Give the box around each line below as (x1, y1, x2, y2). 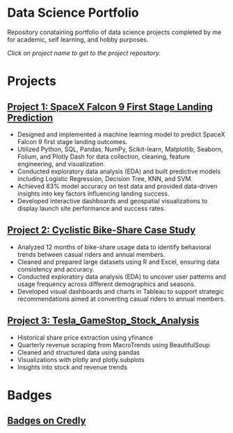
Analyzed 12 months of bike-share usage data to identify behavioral (17, 242, 211, 251)
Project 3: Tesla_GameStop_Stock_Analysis (7, 315, 200, 326)
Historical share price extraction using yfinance (17, 333, 154, 342)
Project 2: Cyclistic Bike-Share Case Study (7, 224, 196, 236)
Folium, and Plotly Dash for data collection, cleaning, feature (17, 152, 191, 161)
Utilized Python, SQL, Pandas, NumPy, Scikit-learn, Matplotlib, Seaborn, (17, 145, 224, 153)
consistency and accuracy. (17, 265, 95, 273)
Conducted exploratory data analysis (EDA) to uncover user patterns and (17, 272, 226, 281)
